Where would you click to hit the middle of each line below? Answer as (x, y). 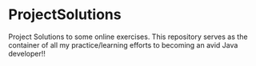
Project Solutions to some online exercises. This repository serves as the (128, 37)
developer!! (27, 53)
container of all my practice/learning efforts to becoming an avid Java (123, 45)
